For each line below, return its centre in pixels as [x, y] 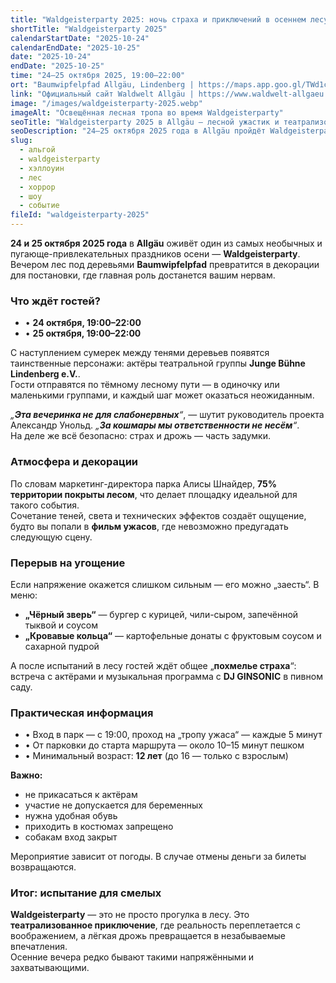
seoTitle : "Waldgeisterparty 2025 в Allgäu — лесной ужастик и [145, 122]
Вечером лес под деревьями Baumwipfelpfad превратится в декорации [165, 264]
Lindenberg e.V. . [45, 374]
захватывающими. [50, 968]
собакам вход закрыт [71, 837]
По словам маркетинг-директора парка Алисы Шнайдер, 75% [144, 483]
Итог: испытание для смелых [86, 893]
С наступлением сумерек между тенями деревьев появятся [140, 353]
